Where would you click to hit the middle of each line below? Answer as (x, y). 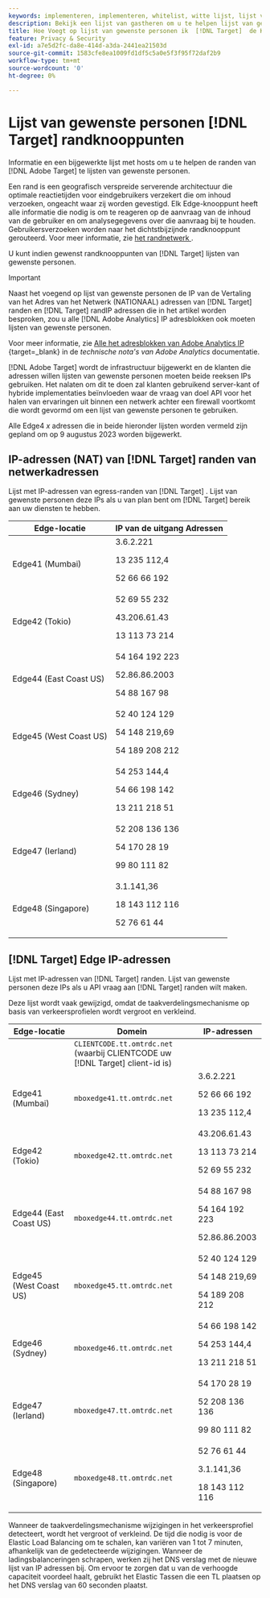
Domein (132, 1031)
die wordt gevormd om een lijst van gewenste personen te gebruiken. (123, 410)
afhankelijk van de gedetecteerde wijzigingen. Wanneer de (106, 1551)
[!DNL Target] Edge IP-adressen (90, 959)
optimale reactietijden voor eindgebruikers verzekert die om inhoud (120, 195)
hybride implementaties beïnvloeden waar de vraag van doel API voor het (130, 392)
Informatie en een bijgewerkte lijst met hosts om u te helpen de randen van (132, 162)
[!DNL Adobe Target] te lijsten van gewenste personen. (99, 171)
